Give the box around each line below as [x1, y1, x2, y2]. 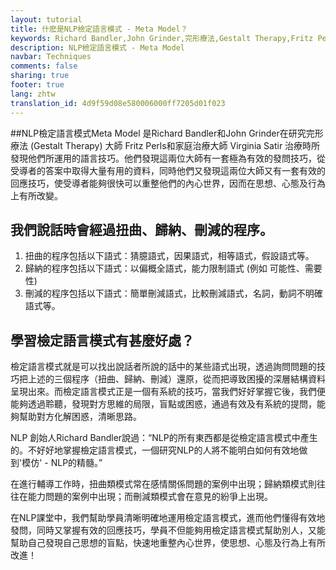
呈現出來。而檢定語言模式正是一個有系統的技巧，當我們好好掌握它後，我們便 [10, 386, 326, 398]
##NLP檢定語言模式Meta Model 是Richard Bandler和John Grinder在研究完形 [10, 127, 324, 139]
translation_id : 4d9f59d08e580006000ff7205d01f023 [10, 98, 226, 108]
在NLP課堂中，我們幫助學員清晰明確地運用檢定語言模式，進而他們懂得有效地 [10, 512, 326, 524]
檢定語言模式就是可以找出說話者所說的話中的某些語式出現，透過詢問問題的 [10, 361, 317, 373]
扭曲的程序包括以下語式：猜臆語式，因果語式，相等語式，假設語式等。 [24, 250, 315, 262]
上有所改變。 [10, 189, 63, 201]
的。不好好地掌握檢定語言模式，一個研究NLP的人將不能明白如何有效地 [10, 444, 300, 456]
